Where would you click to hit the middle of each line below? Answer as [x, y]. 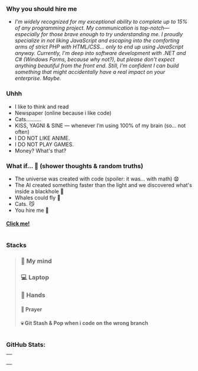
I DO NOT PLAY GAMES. [44, 144]
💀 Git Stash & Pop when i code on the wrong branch [85, 323]
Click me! [18, 224]
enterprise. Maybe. [38, 78]
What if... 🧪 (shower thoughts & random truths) [75, 166]
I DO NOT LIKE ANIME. [42, 138]
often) [22, 131]
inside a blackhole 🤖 [39, 191]
